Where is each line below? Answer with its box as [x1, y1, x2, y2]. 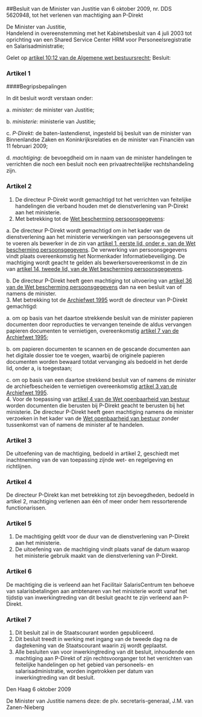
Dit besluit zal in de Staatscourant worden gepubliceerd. [14, 629, 155, 636]
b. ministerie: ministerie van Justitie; [6, 118, 96, 126]
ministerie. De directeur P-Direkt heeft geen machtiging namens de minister [6, 408, 194, 415]
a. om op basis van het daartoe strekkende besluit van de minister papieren [6, 314, 194, 322]
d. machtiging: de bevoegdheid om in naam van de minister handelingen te [6, 154, 192, 162]
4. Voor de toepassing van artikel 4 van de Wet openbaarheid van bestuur [6, 395, 190, 403]
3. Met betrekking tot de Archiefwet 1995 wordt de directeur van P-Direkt [6, 296, 188, 304]
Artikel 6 [6, 567, 32, 576]
